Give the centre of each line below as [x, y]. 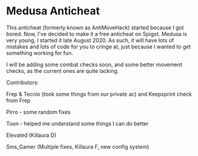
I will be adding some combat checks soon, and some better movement [94, 65]
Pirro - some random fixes [38, 112]
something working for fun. [40, 53]
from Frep [19, 100]
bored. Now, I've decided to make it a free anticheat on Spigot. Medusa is [97, 33]
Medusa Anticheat [53, 11]
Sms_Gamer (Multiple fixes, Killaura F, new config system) [78, 146]
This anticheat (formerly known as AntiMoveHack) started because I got [95, 27]
